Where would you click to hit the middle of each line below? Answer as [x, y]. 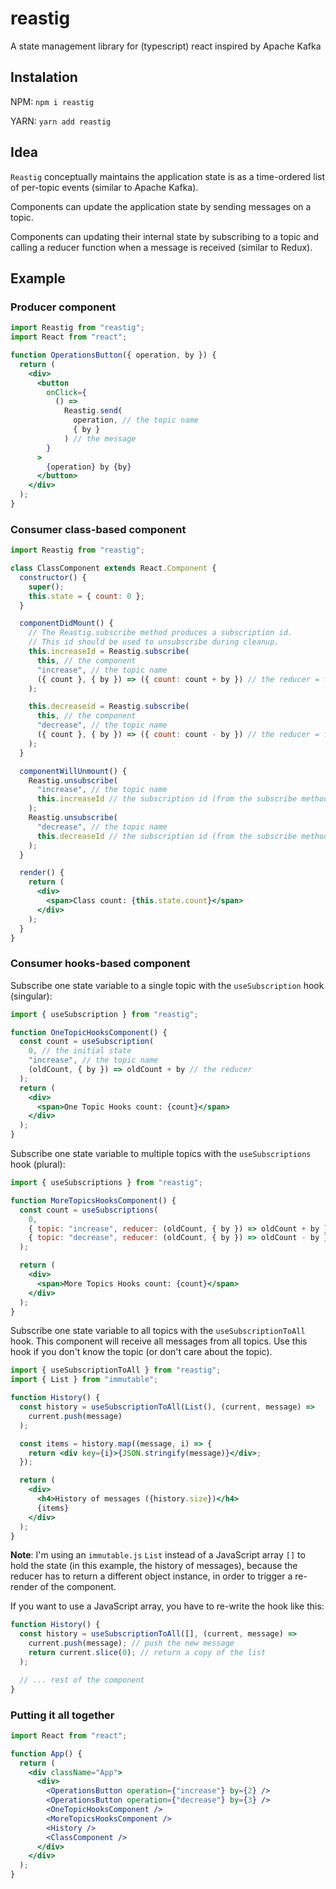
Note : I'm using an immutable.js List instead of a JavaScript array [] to [158, 1555]
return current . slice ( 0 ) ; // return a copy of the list [147, 1653]
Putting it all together [62, 1715]
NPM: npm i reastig [52, 101]
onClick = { [66, 392]
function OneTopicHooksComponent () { [89, 1032]
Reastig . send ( [93, 411]
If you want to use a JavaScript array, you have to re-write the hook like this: [167, 1606]
